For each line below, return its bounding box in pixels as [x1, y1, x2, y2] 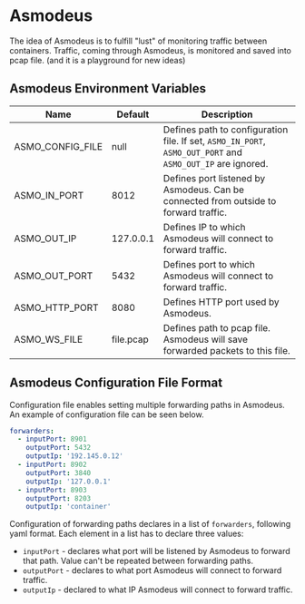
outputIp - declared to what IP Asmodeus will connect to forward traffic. [22, 584, 293, 595]
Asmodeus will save [162, 333, 248, 346]
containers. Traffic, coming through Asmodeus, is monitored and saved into [9, 44, 292, 55]
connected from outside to [162, 194, 277, 207]
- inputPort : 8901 [17, 434, 88, 444]
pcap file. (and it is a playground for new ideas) [9, 54, 186, 65]
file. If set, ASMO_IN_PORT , [162, 134, 266, 147]
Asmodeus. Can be [162, 183, 245, 196]
